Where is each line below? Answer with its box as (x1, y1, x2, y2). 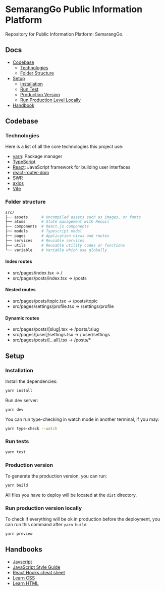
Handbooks (5, 545, 43, 554)
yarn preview (5, 531, 33, 536)
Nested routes (5, 287, 36, 293)
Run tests (5, 438, 29, 445)
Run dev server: (5, 397, 38, 403)
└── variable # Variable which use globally (5, 247, 107, 253)
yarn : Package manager (12, 153, 63, 160)
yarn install (5, 388, 33, 393)
